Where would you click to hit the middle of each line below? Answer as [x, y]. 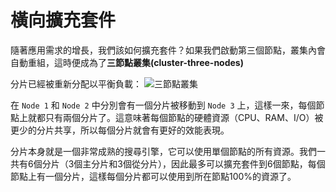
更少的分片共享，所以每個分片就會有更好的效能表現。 [120, 130]
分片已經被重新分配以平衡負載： [76, 83]
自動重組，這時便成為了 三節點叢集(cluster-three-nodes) [127, 62]
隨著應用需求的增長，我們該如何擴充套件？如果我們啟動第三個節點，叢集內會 [168, 50]
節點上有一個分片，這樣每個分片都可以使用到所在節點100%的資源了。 [153, 176]
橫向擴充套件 [63, 20]
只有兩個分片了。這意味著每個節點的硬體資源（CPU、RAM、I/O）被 [184, 117]
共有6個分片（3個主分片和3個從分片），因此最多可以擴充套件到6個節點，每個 [168, 163]
